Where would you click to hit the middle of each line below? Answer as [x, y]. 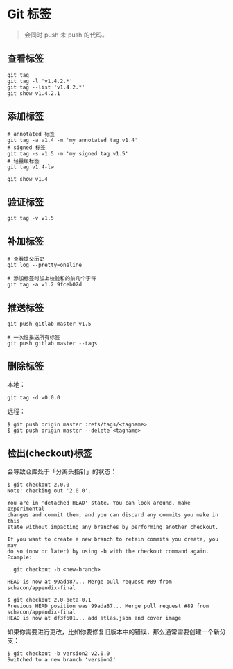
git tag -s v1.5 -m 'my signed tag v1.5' [68, 153]
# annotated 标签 [31, 134]
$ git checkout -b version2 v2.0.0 [59, 653]
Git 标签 [29, 14]
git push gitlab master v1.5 [49, 324]
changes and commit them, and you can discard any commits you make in [113, 515]
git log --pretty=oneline [44, 265]
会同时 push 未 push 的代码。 [66, 35]
